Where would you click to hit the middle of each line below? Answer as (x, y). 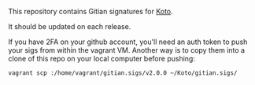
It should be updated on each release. (70, 26)
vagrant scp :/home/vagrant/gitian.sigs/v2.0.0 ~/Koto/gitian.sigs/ (123, 73)
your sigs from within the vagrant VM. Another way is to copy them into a (127, 50)
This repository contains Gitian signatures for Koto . (91, 11)
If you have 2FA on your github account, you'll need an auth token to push (128, 42)
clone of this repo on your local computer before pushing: (102, 59)
